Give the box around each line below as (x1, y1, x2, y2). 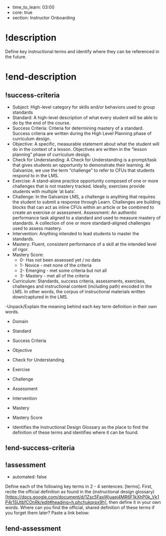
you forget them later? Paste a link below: (5, 510, 90, 516)
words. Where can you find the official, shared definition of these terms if (5, 505, 155, 511)
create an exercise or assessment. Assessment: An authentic (12, 209, 137, 215)
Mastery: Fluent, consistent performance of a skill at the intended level (12, 241, 157, 247)
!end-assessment (5, 524, 61, 533)
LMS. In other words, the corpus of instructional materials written (12, 288, 145, 294)
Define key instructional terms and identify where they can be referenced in (5, 48, 160, 54)
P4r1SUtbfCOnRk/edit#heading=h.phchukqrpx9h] (5, 499, 107, 505)
